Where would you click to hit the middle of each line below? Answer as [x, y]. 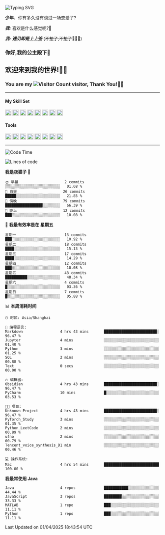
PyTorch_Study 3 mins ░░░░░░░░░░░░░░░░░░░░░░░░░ [82, 420]
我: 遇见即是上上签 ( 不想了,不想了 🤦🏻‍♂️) [44, 39]
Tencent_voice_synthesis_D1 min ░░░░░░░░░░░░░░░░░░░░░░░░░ [82, 445]
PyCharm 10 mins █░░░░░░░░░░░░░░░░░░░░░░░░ [82, 393]
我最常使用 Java [21, 479]
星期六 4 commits [45, 282]
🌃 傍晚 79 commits [45, 201]
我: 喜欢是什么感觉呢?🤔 [28, 28]
